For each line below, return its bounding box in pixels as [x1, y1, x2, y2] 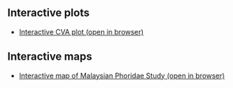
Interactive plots [7, 6, 90, 20]
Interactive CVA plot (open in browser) [18, 27, 144, 36]
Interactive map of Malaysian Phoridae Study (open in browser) [18, 71, 225, 80]
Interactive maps [7, 50, 92, 64]
